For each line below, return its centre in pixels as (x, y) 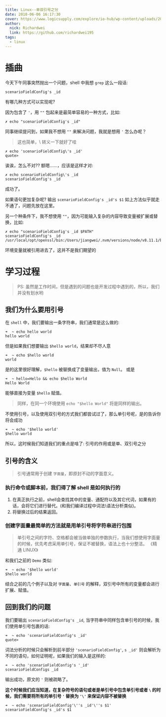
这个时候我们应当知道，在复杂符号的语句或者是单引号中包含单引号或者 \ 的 (81, 690)
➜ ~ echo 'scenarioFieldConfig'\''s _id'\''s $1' (58, 705)
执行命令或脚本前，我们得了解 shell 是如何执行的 (63, 488)
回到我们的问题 (28, 607)
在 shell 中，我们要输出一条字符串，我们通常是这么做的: (62, 322)
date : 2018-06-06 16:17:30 (33, 14)
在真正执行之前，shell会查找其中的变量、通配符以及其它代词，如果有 (82, 499)
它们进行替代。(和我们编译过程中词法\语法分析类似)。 (84, 505)
